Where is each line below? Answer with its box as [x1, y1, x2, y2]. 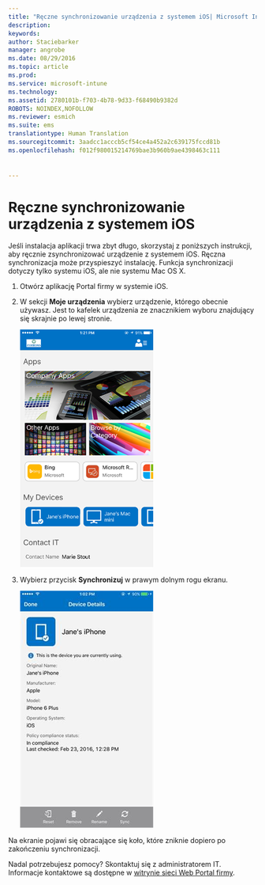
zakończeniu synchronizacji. [8, 844, 101, 854]
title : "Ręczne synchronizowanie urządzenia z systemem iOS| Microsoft [8, 13, 248, 21]
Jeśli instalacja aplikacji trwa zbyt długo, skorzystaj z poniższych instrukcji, [8, 241, 252, 251]
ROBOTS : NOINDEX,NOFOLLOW [8, 104, 93, 112]
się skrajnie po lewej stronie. [19, 313, 113, 324]
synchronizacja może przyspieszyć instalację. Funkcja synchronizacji [8, 258, 233, 268]
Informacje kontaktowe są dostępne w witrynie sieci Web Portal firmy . [8, 868, 235, 878]
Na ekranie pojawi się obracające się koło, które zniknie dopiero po [8, 836, 226, 845]
